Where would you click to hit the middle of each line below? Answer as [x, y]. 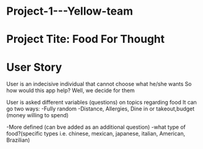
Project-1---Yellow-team [70, 11]
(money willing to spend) [38, 115]
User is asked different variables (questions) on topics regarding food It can [102, 103]
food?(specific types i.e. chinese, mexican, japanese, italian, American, [96, 134]
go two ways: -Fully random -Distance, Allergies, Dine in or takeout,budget [100, 109]
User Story [34, 67]
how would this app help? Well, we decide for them [71, 90]
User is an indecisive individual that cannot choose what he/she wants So [99, 84]
